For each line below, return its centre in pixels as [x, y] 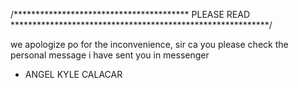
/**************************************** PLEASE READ [130, 14]
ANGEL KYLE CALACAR [73, 74]
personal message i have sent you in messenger [110, 55]
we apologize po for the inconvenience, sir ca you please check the [149, 44]
